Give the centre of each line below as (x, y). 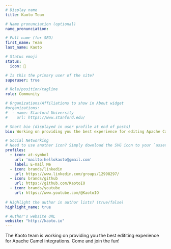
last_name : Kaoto (24, 47)
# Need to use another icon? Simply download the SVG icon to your (78, 145)
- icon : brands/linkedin (36, 169)
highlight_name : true (28, 207)
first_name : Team (24, 43)
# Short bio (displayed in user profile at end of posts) (68, 127)
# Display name (21, 10)
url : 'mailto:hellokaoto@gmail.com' (53, 159)
